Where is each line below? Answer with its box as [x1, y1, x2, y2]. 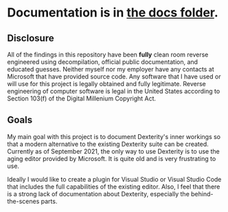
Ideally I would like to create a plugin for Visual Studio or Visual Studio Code [7, 175, 222, 183]
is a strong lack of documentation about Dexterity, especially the [7, 189, 190, 198]
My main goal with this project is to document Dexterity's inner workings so [7, 132, 221, 140]
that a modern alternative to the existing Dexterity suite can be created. [7, 140, 209, 148]
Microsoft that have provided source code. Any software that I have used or [7, 72, 221, 81]
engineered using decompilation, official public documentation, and [7, 58, 198, 66]
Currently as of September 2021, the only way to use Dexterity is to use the [7, 147, 220, 156]
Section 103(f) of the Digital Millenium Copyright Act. [7, 94, 157, 103]
